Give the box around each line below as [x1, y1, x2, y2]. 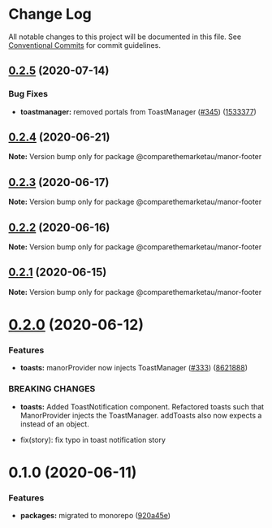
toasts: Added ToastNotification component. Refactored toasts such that [19, 401, 265, 411]
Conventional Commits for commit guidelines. [8, 40, 161, 50]
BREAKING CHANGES [8, 383, 96, 395]
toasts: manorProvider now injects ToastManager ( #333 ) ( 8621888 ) [19, 363, 248, 373]
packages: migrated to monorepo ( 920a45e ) [19, 511, 171, 521]
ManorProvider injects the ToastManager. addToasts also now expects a [19, 410, 262, 420]
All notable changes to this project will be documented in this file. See [8, 32, 242, 41]
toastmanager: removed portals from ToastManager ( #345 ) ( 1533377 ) [19, 106, 257, 116]
